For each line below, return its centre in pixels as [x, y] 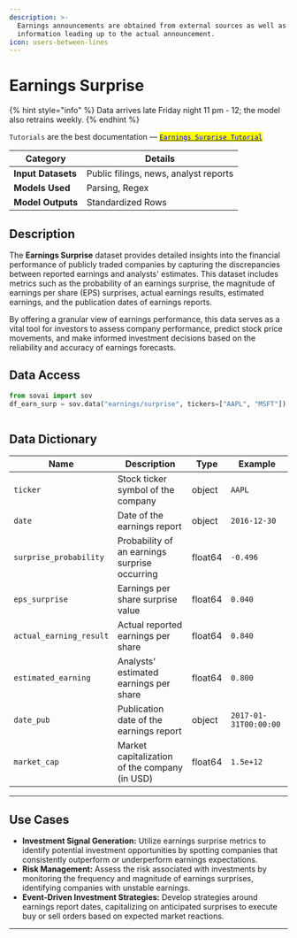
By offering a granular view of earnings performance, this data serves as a [145, 319]
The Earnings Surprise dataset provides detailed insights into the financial [145, 255]
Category [46, 158]
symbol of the [146, 490]
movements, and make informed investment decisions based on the [133, 338]
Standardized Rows [127, 203]
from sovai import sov [51, 396]
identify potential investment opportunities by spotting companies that [150, 850]
